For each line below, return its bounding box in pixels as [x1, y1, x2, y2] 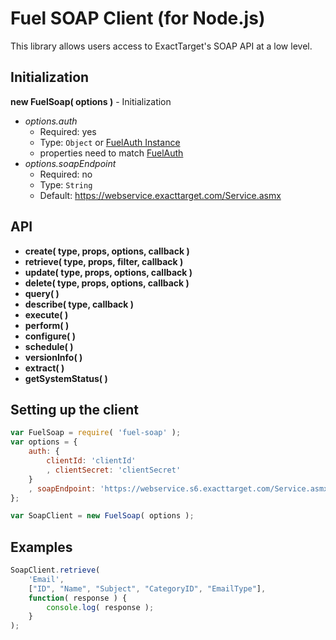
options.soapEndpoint [24, 157, 117, 169]
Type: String [39, 178, 93, 191]
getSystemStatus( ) [24, 372, 108, 384]
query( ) [24, 287, 60, 299]
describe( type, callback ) [24, 298, 135, 310]
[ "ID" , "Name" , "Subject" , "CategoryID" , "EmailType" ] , [28, 583, 267, 594]
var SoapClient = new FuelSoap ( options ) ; [10, 511, 195, 521]
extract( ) [24, 362, 65, 374]
